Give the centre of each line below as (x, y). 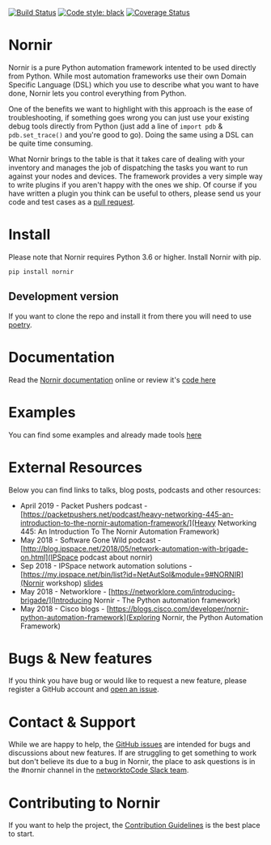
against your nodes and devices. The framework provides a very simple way (135, 176)
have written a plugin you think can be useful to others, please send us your (135, 193)
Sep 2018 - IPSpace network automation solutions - (106, 565)
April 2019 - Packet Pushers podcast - (84, 505)
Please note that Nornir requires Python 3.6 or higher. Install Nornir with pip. (135, 257)
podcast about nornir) (116, 557)
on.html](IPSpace (49, 557)
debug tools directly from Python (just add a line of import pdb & (116, 126)
